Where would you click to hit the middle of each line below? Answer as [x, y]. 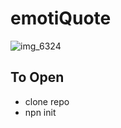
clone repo [47, 101]
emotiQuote [61, 18]
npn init [40, 112]
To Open [37, 77]
